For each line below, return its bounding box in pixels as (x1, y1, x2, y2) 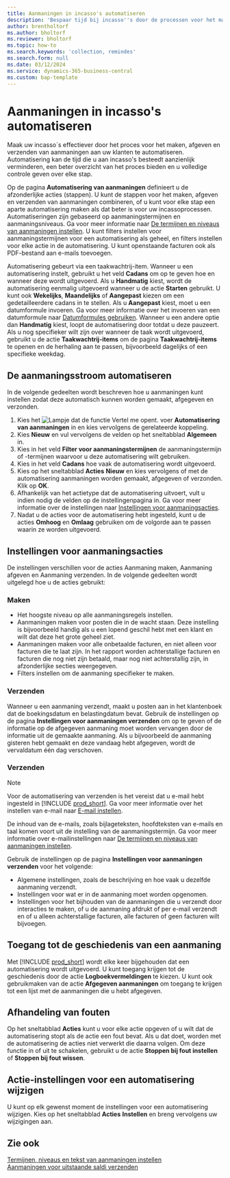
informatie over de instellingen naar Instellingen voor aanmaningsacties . (16, 503, 220, 512)
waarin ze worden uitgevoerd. (16, 525, 101, 534)
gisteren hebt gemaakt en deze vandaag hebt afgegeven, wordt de (7, 738, 196, 747)
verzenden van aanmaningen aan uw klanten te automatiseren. (7, 148, 185, 157)
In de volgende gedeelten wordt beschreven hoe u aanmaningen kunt (7, 388, 203, 396)
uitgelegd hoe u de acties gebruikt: (7, 578, 106, 586)
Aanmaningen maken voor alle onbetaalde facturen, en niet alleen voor (16, 640, 217, 648)
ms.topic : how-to (7, 42, 57, 49)
